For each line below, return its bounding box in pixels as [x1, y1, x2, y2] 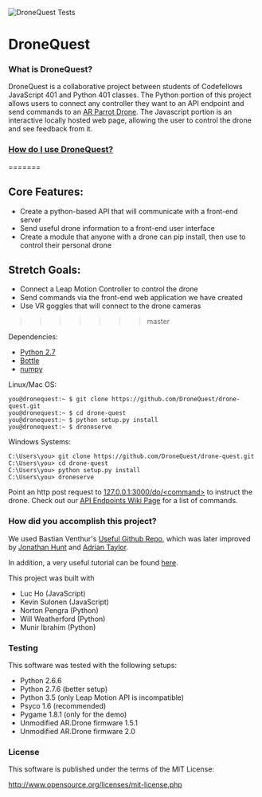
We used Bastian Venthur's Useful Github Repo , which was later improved [8, 533, 251, 543]
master [147, 317, 170, 326]
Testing [8, 642, 38, 653]
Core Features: [8, 186, 84, 199]
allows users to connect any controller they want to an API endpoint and [8, 99, 244, 108]
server [19, 215, 41, 225]
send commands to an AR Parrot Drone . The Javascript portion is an [8, 107, 233, 117]
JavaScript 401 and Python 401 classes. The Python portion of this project [8, 90, 252, 100]
